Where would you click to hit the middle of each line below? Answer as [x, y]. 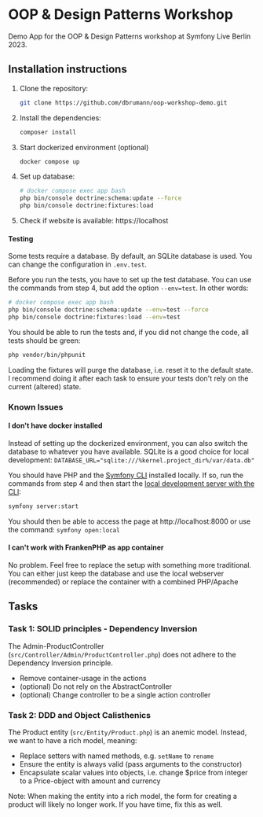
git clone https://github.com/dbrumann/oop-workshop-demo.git [123, 103]
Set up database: [47, 177]
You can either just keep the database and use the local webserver [116, 573]
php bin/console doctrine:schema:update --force [100, 198]
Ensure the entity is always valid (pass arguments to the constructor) [131, 764]
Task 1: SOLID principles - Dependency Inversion [103, 629]
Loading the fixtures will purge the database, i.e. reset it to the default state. [131, 370]
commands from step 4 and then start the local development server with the [131, 483]
